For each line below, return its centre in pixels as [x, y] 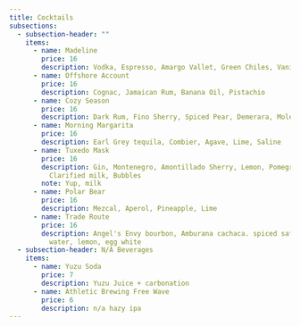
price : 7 [58, 275]
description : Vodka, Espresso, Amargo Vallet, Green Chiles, [158, 68]
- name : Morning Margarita [83, 126]
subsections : [33, 26]
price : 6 [58, 300]
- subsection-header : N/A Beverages [85, 250]
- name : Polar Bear [69, 192]
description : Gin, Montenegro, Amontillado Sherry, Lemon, [154, 167]
